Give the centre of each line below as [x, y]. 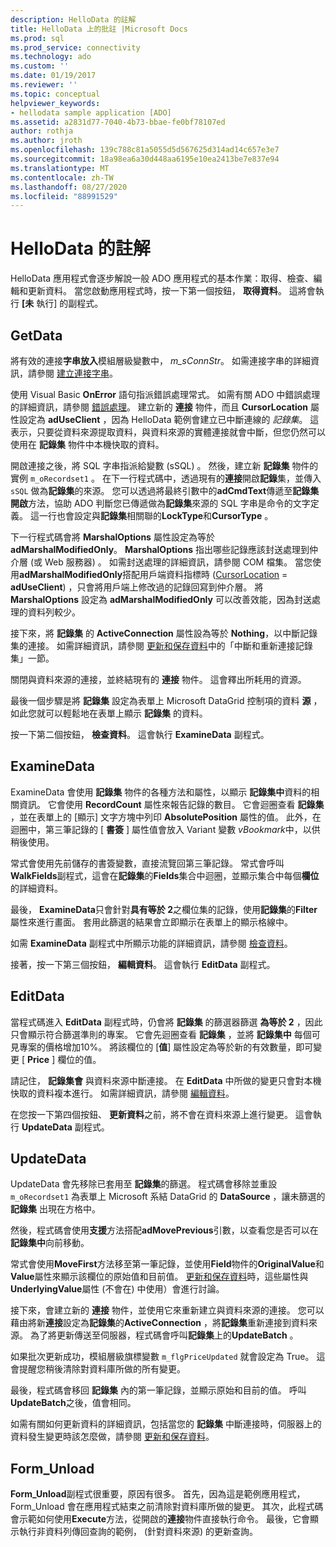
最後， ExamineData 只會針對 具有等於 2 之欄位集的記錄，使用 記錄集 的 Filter [164, 909]
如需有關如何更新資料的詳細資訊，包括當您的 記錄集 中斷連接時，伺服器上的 [166, 1424]
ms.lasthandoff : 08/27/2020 [69, 187]
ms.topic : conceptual [55, 94]
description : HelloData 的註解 [73, 19]
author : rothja [42, 131]
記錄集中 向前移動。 [50, 1243]
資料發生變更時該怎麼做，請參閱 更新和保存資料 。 [112, 1437]
